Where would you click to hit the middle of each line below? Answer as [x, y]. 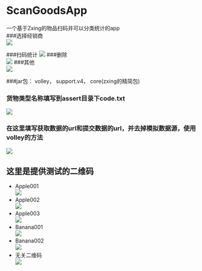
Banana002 [29, 241]
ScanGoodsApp [47, 11]
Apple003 [28, 213]
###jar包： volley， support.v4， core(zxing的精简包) [73, 81]
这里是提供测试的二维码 [50, 171]
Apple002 [28, 200]
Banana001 [29, 227]
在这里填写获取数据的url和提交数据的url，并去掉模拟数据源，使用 [101, 129]
